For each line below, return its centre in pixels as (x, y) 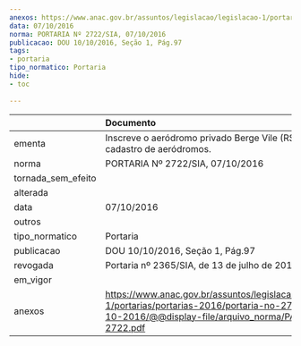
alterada (31, 192)
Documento (131, 122)
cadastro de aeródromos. (159, 148)
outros (28, 222)
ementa (30, 143)
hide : (19, 76)
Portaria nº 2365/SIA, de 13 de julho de (189, 265)
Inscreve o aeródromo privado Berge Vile (191, 138)
